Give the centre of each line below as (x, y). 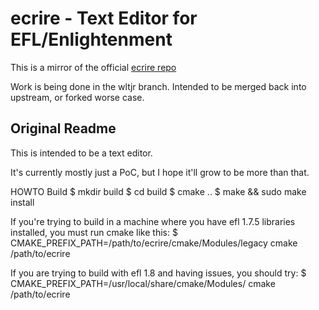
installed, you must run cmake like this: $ (94, 232)
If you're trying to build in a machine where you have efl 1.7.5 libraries (153, 221)
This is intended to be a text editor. (81, 153)
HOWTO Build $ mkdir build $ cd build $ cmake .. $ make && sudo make (158, 191)
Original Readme (63, 128)
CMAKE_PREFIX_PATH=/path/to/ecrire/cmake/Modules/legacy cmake (154, 243)
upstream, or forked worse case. (77, 97)
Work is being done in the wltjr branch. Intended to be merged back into (158, 86)
